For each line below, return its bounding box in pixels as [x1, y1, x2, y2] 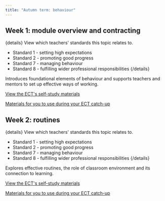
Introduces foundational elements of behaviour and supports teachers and [5, 76, 160, 82]
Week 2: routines [5, 116, 60, 124]
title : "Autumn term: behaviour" [5, 7, 76, 13]
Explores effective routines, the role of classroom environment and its [5, 165, 150, 171]
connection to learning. [5, 170, 54, 177]
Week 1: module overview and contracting [5, 26, 141, 35]
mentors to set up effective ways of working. [5, 81, 99, 87]
